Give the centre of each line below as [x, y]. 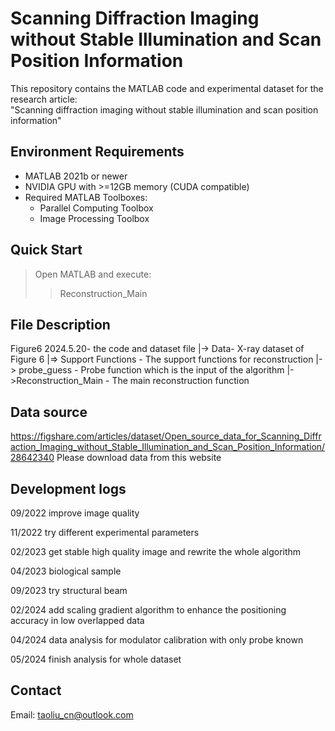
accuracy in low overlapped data [77, 620]
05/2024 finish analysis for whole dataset [96, 659]
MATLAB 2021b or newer [76, 176]
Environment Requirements [97, 152]
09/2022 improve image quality [75, 513]
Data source [49, 412]
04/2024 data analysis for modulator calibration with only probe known [157, 640]
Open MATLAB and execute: [93, 274]
